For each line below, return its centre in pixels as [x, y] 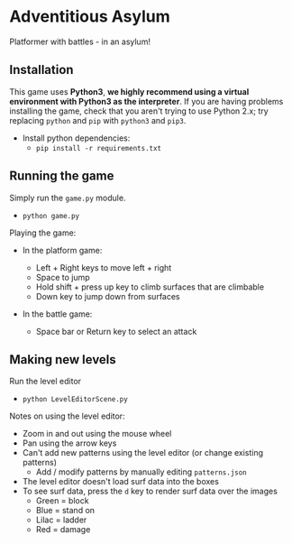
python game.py [51, 216]
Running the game [62, 176]
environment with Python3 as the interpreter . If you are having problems [146, 101]
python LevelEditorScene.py [75, 400]
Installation [41, 70]
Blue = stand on [65, 511]
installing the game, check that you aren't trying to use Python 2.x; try [139, 111]
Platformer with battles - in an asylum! [80, 41]
